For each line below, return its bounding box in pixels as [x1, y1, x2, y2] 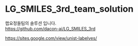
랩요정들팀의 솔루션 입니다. [5, 20, 56, 26]
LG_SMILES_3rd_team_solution [5, 3, 134, 15]
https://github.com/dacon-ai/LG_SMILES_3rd [5, 25, 96, 31]
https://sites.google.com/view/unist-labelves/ [5, 35, 97, 41]
